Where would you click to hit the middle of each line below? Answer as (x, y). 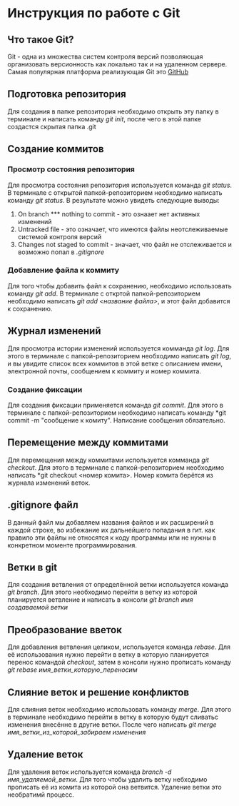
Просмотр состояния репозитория (71, 169)
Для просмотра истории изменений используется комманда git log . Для (118, 348)
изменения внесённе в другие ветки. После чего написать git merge (112, 724)
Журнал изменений (54, 331)
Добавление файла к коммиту (63, 271)
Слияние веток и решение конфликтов (98, 692)
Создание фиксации (45, 389)
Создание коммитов (56, 149)
